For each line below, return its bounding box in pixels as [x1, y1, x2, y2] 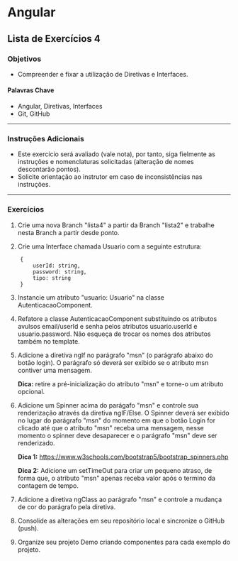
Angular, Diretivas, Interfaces [17, 102, 103, 111]
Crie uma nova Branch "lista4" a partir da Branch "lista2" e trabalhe [17, 221, 215, 229]
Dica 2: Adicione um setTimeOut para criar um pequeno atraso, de [17, 466, 212, 474]
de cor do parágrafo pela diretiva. [17, 502, 116, 511]
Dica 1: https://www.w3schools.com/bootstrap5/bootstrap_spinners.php [17, 452, 229, 461]
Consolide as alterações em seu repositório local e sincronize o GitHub [17, 516, 225, 525]
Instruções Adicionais [7, 134, 85, 143]
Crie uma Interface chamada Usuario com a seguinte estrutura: [17, 242, 202, 251]
